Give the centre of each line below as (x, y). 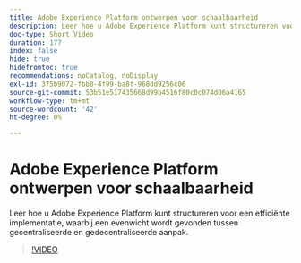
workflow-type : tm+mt (50, 101)
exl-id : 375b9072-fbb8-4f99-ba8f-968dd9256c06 (98, 84)
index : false (34, 51)
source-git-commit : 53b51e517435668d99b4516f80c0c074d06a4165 (128, 92)
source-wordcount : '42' (54, 109)
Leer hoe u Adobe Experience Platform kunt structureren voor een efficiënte (150, 213)
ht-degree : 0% (36, 117)
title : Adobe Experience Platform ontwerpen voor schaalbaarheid (133, 17)
